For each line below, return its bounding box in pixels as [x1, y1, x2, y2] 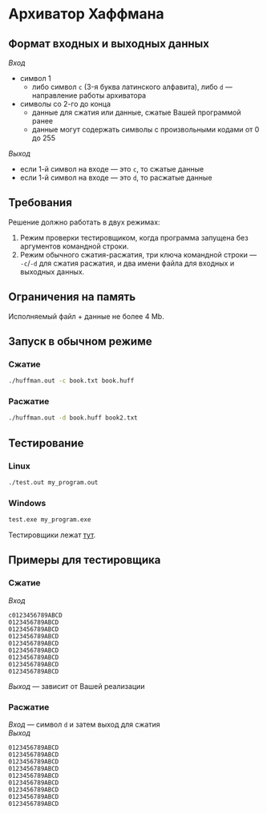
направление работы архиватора [31, 91, 147, 100]
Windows [8, 497, 47, 508]
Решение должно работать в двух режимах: [8, 217, 160, 227]
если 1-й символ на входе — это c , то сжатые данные [19, 164, 204, 173]
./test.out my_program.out [8, 479, 99, 487]
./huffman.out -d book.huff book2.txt [8, 414, 138, 422]
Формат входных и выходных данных [8, 37, 210, 51]
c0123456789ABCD [8, 611, 63, 619]
